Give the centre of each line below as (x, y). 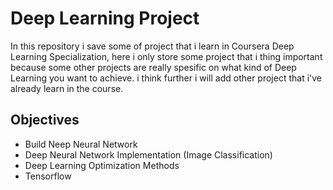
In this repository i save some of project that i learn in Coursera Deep (152, 46)
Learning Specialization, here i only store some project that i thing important (166, 56)
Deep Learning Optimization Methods (102, 165)
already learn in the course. (67, 88)
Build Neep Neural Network (81, 144)
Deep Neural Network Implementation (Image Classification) (148, 154)
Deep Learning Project (105, 18)
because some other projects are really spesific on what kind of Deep (153, 67)
